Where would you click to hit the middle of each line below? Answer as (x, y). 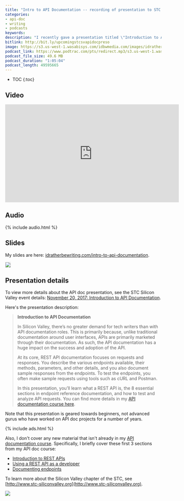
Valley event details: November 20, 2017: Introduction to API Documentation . (83, 298)
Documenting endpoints (37, 469)
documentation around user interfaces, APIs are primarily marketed (86, 337)
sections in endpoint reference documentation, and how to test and (86, 394)
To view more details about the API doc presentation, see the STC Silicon (80, 293)
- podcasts (16, 28)
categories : (17, 14)
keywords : (15, 33)
